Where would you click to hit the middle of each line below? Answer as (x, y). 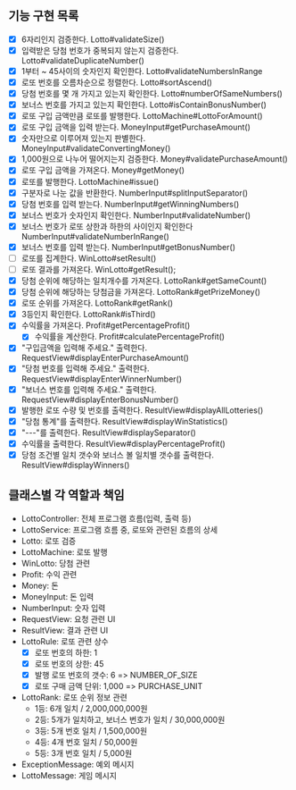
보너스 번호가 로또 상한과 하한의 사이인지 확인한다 (107, 226)
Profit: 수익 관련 (49, 574)
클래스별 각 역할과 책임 (67, 496)
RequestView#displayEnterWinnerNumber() (102, 379)
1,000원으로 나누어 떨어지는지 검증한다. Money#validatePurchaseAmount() (155, 159)
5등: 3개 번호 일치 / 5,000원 (83, 752)
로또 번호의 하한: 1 (66, 652)
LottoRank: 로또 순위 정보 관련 (74, 697)
